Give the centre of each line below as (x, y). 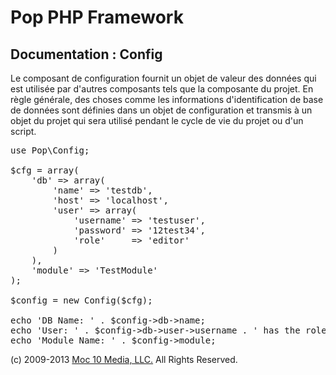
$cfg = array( (45, 170)
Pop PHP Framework (97, 17)
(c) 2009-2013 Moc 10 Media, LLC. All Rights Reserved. (124, 359)
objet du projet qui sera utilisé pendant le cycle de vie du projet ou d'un (157, 120)
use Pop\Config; (50, 150)
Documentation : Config (86, 54)
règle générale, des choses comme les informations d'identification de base (167, 99)
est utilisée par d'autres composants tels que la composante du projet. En (162, 89)
